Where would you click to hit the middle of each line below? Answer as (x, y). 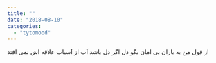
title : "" (21, 13)
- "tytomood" (32, 33)
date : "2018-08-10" (35, 20)
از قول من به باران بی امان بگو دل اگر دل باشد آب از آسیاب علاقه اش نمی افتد (108, 52)
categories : (24, 26)
